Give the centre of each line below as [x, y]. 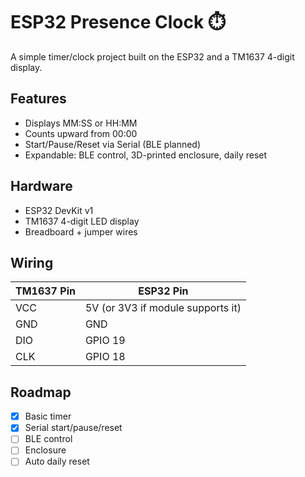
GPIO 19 [105, 341]
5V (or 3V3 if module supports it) [163, 308]
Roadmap [41, 392]
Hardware [41, 186]
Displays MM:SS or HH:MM [81, 123]
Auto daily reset [57, 461]
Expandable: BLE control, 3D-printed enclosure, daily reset [146, 155]
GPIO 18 [105, 357]
